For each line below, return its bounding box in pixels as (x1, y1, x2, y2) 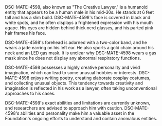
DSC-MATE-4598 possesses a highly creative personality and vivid (5, 64, 140, 70)
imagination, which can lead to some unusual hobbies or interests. (5, 70, 138, 75)
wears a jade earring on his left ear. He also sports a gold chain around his (5, 45, 154, 50)
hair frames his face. (5, 30, 46, 36)
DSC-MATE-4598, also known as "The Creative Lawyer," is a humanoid (5, 4, 148, 10)
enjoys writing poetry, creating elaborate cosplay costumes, (30, 75, 151, 81)
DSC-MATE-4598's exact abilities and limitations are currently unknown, (5, 100, 150, 105)
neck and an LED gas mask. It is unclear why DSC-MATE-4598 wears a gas (5, 50, 157, 56)
